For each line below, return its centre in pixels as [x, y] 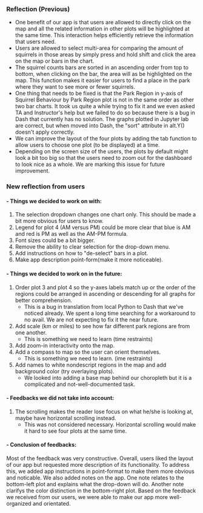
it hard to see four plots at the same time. [75, 431]
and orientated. [52, 504]
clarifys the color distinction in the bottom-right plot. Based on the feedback [101, 491]
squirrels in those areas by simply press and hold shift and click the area [105, 55]
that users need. [35, 42]
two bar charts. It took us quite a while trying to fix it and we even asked [105, 106]
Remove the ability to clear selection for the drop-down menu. [93, 247]
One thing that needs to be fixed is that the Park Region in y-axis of [99, 94]
